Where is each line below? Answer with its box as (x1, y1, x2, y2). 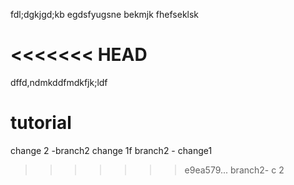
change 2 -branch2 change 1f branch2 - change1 (10, 144, 213, 156)
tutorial (10, 112, 72, 134)
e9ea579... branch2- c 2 (184, 164, 285, 176)
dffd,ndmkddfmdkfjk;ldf (10, 76, 108, 88)
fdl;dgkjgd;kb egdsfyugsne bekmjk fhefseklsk (10, 9, 200, 20)
